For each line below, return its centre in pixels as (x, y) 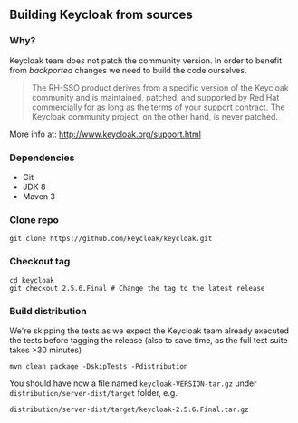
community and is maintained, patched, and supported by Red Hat (155, 97)
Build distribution (48, 311)
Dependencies (42, 158)
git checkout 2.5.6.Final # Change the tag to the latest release (137, 288)
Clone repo (34, 219)
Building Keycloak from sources (101, 15)
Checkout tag (40, 262)
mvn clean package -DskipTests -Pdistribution (99, 366)
